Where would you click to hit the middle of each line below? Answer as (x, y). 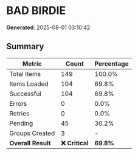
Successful (25, 94)
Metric (32, 63)
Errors (18, 103)
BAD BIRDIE (36, 11)
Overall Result (30, 143)
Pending (21, 123)
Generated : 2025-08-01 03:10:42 (48, 27)
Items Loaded (29, 84)
